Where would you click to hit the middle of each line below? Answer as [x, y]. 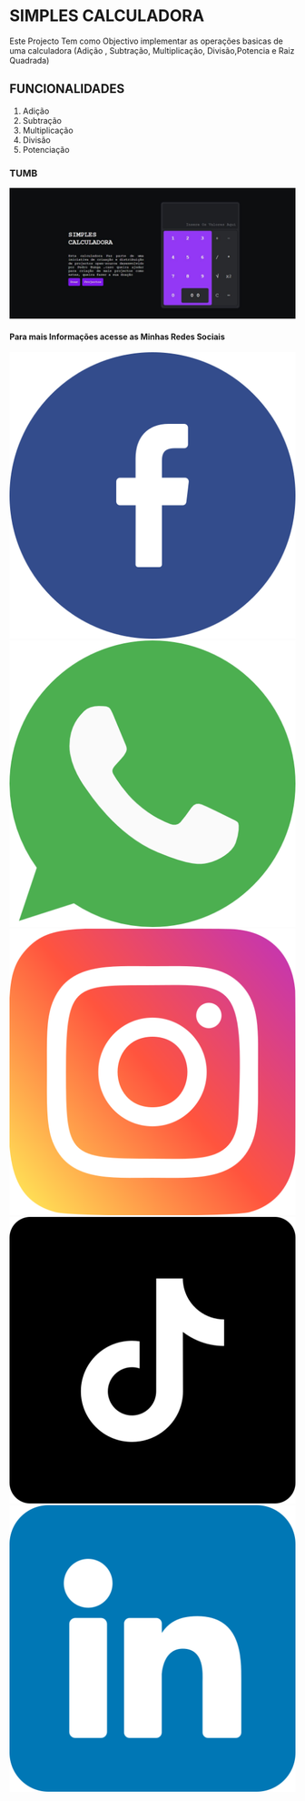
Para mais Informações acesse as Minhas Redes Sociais [117, 337]
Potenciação [46, 149]
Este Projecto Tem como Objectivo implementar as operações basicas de [147, 41]
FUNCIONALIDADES [67, 89]
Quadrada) [30, 60]
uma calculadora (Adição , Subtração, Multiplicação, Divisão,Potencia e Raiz [152, 50]
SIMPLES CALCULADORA [107, 16]
